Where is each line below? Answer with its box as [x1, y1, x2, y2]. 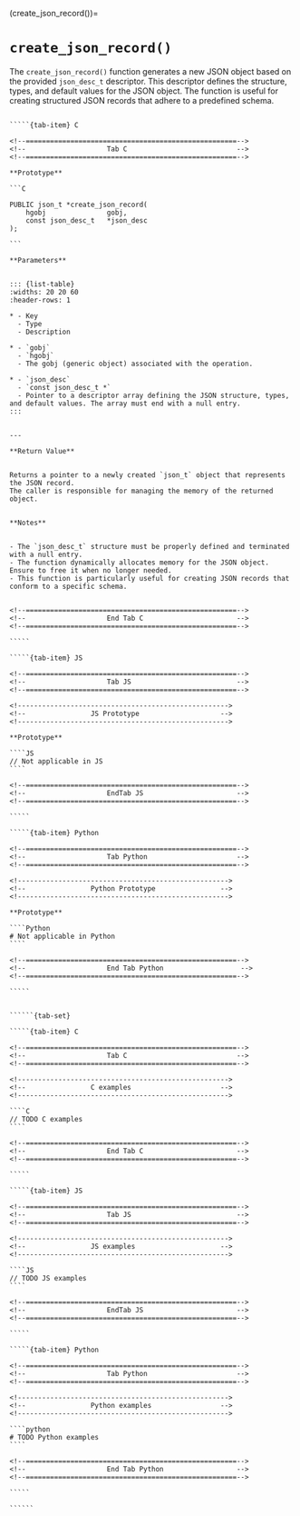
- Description [17, 327, 71, 336]
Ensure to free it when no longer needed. [9, 565, 172, 575]
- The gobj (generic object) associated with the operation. [17, 359, 254, 368]
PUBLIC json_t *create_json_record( [9, 200, 148, 209]
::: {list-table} [9, 279, 75, 289]
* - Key [9, 311, 39, 321]
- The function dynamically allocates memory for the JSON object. [9, 558, 270, 567]
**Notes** [9, 518, 47, 527]
